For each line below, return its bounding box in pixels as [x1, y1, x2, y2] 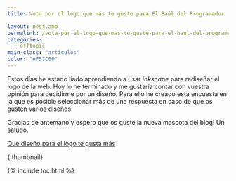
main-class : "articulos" [7, 49, 80, 56]
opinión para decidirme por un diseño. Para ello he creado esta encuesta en [7, 89, 227, 98]
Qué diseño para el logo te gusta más [7, 139, 116, 147]
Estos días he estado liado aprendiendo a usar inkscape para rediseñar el [7, 74, 220, 83]
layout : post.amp [7, 22, 58, 30]
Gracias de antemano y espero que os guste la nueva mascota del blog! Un [7, 118, 225, 126]
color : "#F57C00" [7, 55, 58, 63]
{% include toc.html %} [7, 166, 75, 175]
